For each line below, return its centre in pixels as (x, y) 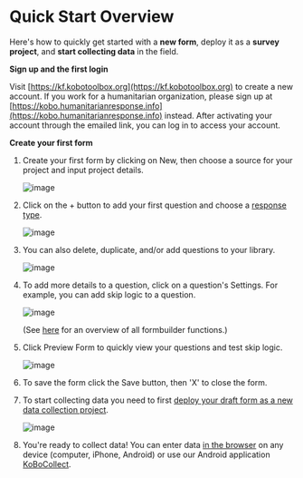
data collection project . (65, 409)
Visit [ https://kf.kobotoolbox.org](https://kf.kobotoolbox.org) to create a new (151, 86)
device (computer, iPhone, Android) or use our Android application (146, 454)
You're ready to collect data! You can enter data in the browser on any (153, 444)
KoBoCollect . (47, 463)
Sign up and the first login (59, 69)
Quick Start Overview (92, 17)
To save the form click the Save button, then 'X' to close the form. (145, 382)
